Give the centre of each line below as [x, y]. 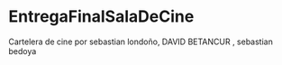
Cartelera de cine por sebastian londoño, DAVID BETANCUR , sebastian [141, 42]
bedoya [23, 51]
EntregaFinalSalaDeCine [101, 17]
